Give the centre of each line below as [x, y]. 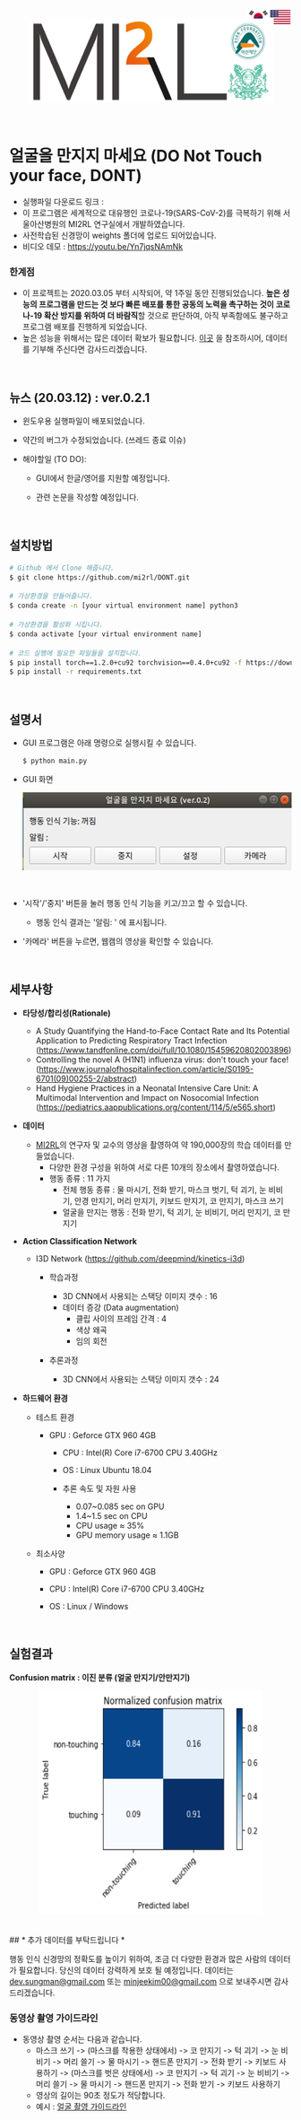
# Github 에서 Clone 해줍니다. [62, 568]
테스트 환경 [55, 1417]
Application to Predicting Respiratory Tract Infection [131, 1040]
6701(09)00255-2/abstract [85, 1078]
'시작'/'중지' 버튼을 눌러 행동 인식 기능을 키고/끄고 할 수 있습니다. [135, 903]
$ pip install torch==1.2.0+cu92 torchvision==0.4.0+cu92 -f [126, 663]
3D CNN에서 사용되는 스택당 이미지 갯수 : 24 [141, 1379]
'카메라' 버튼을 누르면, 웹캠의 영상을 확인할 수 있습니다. [118, 941]
